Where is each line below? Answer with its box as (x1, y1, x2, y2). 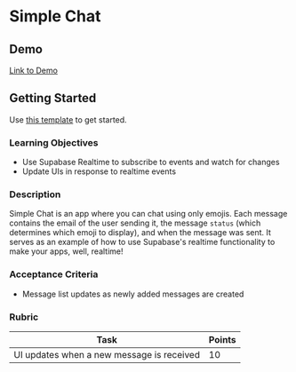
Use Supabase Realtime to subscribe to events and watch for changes (21, 157, 280, 168)
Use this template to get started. (9, 114, 127, 125)
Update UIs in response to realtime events (21, 166, 176, 177)
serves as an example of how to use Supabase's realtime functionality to (9, 237, 276, 248)
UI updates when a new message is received (13, 349, 200, 360)
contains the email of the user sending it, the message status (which (9, 218, 261, 228)
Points (208, 334, 237, 345)
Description (9, 188, 61, 201)
